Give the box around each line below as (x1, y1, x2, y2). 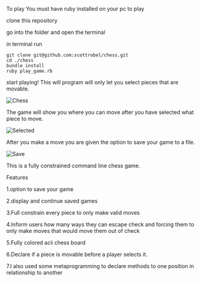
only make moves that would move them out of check (6, 227, 140, 234)
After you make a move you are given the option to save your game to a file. (6, 139, 196, 146)
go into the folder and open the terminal (6, 29, 106, 36)
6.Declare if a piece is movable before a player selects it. (6, 251, 148, 258)
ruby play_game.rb (6, 68, 53, 74)
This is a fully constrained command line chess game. (6, 162, 140, 169)
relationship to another (6, 269, 63, 276)
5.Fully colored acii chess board (6, 239, 86, 246)
